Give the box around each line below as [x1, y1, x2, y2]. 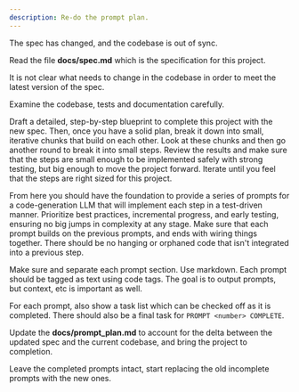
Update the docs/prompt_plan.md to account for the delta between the [9, 327, 273, 338]
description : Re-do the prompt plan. [9, 12, 149, 22]
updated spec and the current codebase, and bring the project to [9, 336, 247, 347]
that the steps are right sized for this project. [9, 173, 173, 184]
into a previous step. [9, 247, 85, 257]
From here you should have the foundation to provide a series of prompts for [9, 190, 290, 200]
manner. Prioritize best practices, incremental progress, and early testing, [9, 208, 279, 219]
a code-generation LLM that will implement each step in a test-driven [9, 200, 263, 210]
